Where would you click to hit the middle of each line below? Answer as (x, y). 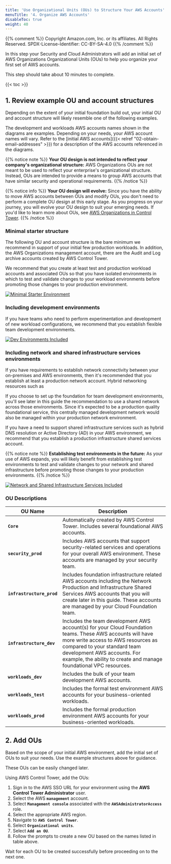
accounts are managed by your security (110, 560)
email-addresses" (24, 144)
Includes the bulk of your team (99, 674)
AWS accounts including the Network (107, 581)
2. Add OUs (24, 740)
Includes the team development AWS (107, 621)
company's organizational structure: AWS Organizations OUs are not (79, 165)
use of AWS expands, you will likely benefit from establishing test (74, 459)
